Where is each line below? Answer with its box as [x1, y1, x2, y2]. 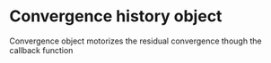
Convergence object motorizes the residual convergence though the [9, 35, 262, 46]
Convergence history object [9, 6, 223, 27]
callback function [9, 44, 74, 55]
